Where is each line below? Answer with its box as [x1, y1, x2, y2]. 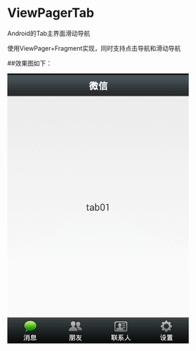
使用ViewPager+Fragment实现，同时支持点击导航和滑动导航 [7, 44, 181, 52]
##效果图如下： [7, 58, 53, 68]
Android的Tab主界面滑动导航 [7, 29, 91, 37]
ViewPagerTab [7, 5, 95, 21]
